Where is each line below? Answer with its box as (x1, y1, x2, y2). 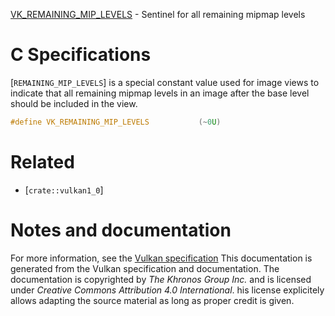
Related (10, 151, 75, 173)
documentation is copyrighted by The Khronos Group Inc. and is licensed (10, 273, 312, 285)
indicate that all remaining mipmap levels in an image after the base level (10, 87, 310, 99)
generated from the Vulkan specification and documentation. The (10, 262, 280, 274)
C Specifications (10, 44, 152, 66)
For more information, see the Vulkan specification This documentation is (10, 252, 313, 264)
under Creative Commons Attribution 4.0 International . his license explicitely (10, 284, 325, 296)
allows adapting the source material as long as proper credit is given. (10, 294, 295, 306)
